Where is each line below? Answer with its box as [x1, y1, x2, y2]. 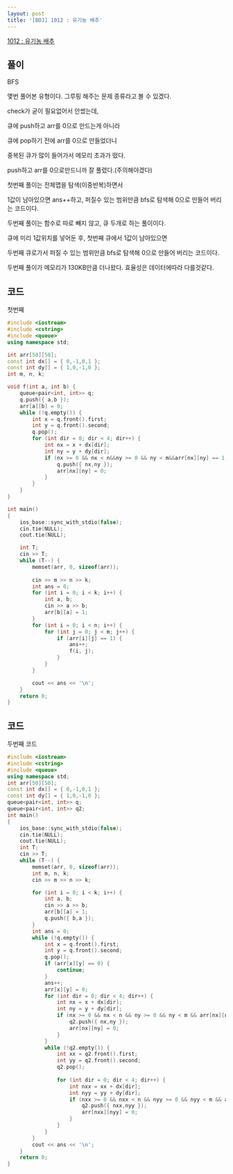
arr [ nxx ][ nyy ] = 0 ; [81, 1109, 138, 1116]
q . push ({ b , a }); [44, 915, 95, 922]
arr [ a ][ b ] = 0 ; [19, 403, 64, 410]
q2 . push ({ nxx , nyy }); [81, 1102, 148, 1109]
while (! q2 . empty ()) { [44, 1044, 110, 1051]
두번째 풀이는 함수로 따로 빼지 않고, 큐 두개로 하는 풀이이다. [7, 219, 166, 227]
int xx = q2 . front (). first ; [56, 1051, 138, 1058]
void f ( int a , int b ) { [7, 383, 76, 390]
